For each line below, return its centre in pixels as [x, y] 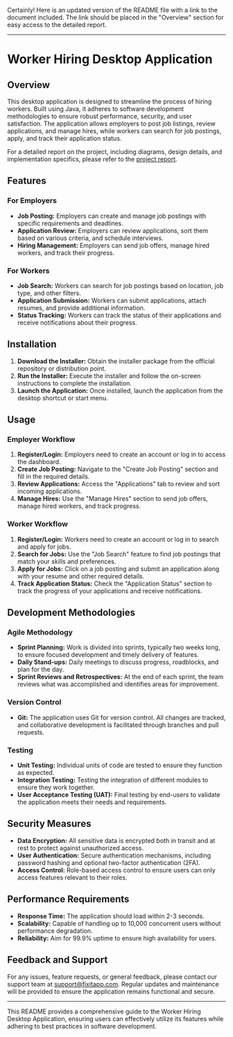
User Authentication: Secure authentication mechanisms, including [114, 855]
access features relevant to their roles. [72, 877]
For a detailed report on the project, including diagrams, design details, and [115, 152]
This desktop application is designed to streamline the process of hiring [110, 101]
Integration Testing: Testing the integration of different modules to [113, 780]
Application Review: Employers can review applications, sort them [113, 230]
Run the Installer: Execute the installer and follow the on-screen [109, 376]
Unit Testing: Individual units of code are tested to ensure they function [120, 765]
